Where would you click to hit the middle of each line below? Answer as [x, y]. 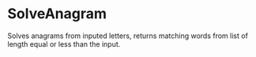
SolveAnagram [57, 14]
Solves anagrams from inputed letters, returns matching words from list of [128, 36]
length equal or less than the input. [64, 44]
